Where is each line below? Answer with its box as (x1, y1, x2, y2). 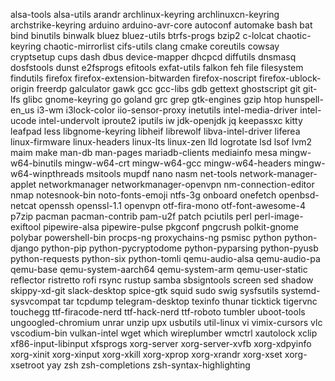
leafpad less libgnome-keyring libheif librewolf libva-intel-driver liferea (10, 125, 301, 137)
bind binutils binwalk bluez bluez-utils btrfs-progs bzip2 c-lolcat (10, 30, 275, 41)
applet (10, 179, 37, 190)
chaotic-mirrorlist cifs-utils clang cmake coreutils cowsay (43, 40, 280, 52)
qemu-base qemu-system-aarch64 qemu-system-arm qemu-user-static (10, 264, 308, 275)
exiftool (10, 221, 42, 233)
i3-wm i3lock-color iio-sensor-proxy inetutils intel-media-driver (36, 104, 298, 116)
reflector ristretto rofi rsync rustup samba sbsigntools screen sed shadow (10, 274, 314, 286)
